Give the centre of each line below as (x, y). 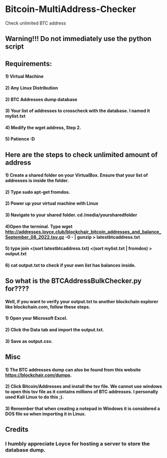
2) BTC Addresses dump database (41, 99)
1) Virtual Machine (24, 77)
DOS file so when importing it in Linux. (46, 413)
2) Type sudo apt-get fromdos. (38, 192)
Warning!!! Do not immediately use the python (78, 39)
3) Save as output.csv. (29, 341)
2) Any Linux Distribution (32, 88)
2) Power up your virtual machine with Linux (52, 203)
